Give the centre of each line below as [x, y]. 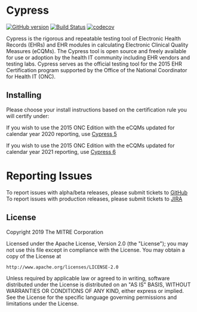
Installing [24, 95]
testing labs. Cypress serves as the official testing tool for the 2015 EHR [94, 64]
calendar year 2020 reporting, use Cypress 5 [62, 134]
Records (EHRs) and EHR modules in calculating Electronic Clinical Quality [97, 45]
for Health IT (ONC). [31, 76]
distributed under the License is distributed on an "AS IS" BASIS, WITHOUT [98, 285]
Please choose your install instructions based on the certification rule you [96, 109]
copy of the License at [34, 256]
